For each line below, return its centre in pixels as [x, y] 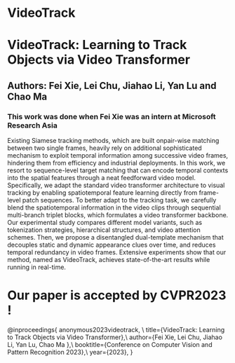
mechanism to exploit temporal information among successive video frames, [118, 156]
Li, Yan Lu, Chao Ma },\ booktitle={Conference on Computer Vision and [110, 344]
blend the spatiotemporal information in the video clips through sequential [114, 207]
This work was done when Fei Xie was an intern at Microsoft [112, 116]
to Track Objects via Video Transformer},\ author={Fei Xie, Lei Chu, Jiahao [115, 337]
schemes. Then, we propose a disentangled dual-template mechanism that [116, 238]
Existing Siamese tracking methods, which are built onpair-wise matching [113, 141]
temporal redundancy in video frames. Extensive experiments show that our [117, 252]
